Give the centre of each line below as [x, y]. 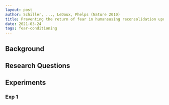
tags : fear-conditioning [31, 28]
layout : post [19, 10]
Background [25, 49]
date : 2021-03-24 [23, 24]
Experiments [26, 83]
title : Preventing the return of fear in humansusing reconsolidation [81, 19]
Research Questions [38, 65]
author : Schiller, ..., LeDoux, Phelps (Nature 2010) [63, 14]
